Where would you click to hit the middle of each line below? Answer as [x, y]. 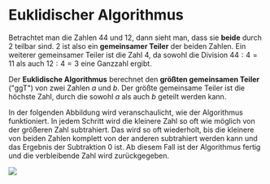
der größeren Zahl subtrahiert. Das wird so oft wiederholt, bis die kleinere [131, 129]
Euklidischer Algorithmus [96, 15]
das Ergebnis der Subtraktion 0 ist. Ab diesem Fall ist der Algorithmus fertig [135, 147]
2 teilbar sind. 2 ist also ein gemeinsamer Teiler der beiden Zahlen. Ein [127, 46]
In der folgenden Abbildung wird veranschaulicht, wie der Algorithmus [126, 112]
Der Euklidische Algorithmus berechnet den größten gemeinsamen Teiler [134, 79]
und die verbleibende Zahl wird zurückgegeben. [89, 156]
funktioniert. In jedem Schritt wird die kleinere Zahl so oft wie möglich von [132, 120]
